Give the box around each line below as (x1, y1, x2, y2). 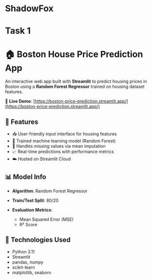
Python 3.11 (12, 249, 35, 255)
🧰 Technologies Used (5, 236, 71, 244)
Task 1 (5, 25, 31, 37)
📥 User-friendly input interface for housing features (12, 131, 117, 137)
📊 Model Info (5, 172, 46, 181)
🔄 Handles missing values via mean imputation (12, 143, 106, 149)
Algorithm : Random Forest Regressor (12, 188, 88, 194)
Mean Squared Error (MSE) (19, 216, 74, 222)
